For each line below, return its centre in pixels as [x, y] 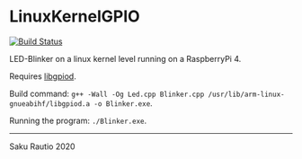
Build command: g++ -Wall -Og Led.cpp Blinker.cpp [107, 93]
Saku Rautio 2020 [42, 146]
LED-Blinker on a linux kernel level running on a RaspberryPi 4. [125, 58]
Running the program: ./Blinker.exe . [78, 120]
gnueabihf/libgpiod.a [50, 104]
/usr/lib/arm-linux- [246, 94]
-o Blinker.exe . [123, 103]
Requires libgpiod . [43, 76]
